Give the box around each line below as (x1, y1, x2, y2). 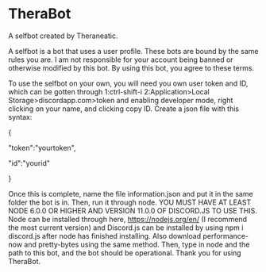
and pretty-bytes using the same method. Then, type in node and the (23, 239, 250, 249)
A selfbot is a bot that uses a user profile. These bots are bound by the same (8, 46, 260, 56)
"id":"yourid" (8, 158, 50, 167)
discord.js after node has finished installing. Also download (8, 231, 201, 240)
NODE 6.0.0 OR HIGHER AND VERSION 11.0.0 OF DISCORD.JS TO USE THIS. (8, 205, 258, 215)
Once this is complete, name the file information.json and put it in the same (8, 189, 253, 198)
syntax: (8, 112, 33, 121)
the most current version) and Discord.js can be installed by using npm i (8, 223, 244, 232)
